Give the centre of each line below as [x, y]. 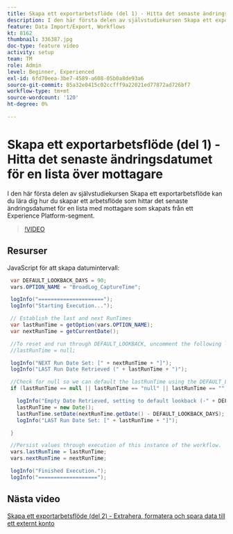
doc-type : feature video [43, 46]
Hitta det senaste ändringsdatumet [110, 160]
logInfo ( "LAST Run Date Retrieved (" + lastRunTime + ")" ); [99, 369]
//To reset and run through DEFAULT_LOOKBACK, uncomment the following [116, 344]
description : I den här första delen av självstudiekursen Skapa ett [110, 20]
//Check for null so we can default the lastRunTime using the [103, 382]
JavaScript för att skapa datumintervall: [63, 268]
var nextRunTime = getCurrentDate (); [64, 331]
